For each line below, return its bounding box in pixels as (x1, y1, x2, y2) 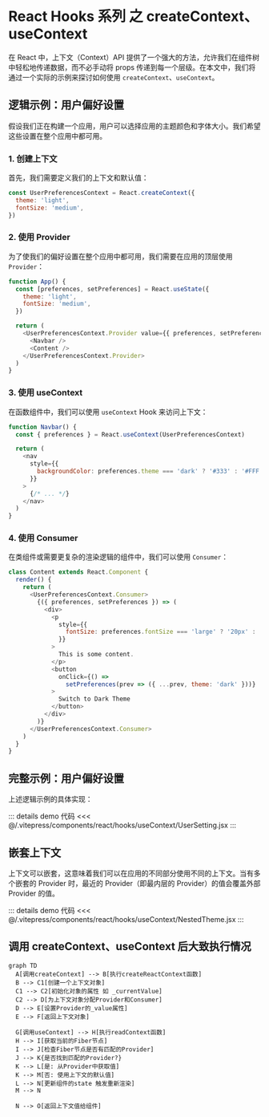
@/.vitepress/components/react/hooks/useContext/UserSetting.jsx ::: (8, 820, 237, 831)
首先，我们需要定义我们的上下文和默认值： (8, 173, 149, 183)
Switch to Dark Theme (58, 695, 130, 703)
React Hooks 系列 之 (8, 7, 144, 26)
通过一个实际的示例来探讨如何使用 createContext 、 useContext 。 (8, 72, 219, 82)
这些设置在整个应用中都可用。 (8, 131, 106, 140)
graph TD (8, 961, 38, 969)
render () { (15, 575, 52, 584)
